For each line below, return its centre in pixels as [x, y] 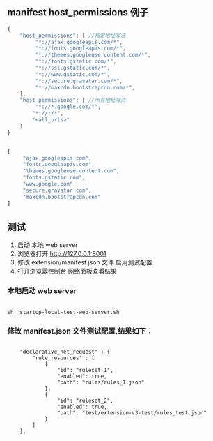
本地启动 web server [42, 291]
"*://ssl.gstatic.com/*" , [73, 68]
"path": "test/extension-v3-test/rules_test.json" [132, 413]
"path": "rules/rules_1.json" [101, 382]
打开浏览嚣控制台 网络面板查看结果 [67, 271]
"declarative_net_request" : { [65, 352]
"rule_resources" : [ [64, 358]
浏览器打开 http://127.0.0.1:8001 [62, 254]
